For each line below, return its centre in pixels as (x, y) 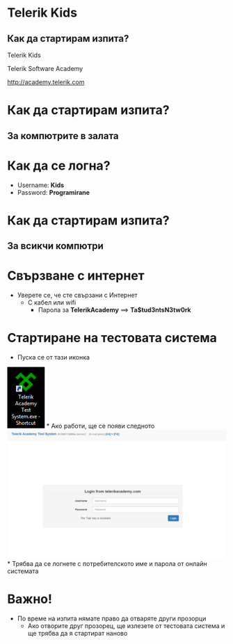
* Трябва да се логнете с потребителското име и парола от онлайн (107, 564)
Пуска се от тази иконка (54, 357)
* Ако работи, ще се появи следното (101, 426)
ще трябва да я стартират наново (78, 634)
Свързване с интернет (76, 276)
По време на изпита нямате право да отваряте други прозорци (112, 619)
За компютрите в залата (63, 136)
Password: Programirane (54, 192)
